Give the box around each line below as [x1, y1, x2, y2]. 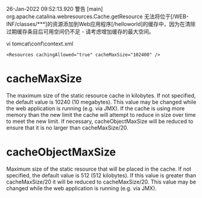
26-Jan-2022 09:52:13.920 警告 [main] [6, 5, 103, 12]
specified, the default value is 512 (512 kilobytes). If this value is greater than [6, 171, 197, 179]
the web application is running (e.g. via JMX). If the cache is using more [6, 105, 185, 112]
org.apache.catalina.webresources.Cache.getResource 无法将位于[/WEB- [6, 13, 189, 20]
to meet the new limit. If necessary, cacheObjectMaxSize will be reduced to [6, 117, 194, 125]
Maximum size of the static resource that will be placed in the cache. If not [6, 165, 192, 173]
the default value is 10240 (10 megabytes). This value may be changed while [6, 98, 197, 105]
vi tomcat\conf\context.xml [6, 40, 74, 47]
